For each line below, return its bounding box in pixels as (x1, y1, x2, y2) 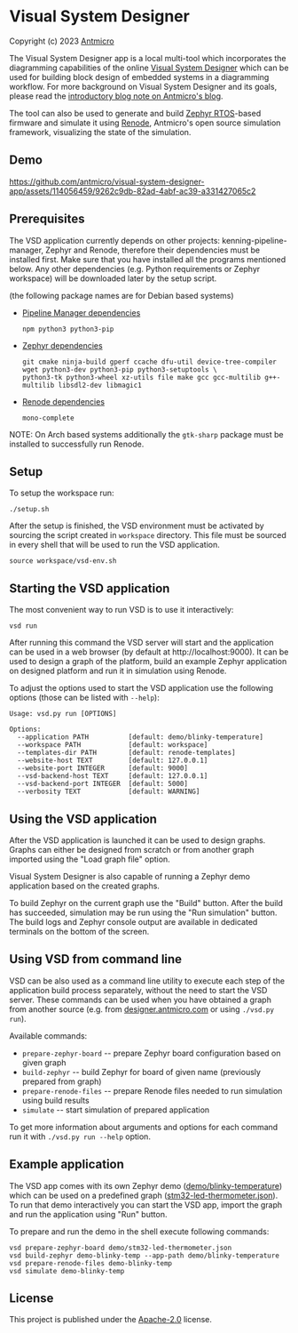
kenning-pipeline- (221, 235, 287, 245)
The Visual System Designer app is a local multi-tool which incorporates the (9, 52, 286, 63)
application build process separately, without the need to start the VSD (9, 984, 268, 995)
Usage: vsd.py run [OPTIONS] (9, 710, 117, 719)
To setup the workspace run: (9, 487, 114, 499)
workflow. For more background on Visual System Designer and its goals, (9, 81, 278, 92)
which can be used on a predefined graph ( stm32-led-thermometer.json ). (9, 1190, 278, 1201)
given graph (21, 1056, 67, 1068)
